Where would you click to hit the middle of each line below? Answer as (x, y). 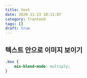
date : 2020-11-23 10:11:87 (33, 14)
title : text (17, 10)
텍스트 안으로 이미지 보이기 (44, 50)
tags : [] (14, 24)
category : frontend (25, 19)
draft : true (17, 28)
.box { (12, 61)
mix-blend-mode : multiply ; (42, 66)
